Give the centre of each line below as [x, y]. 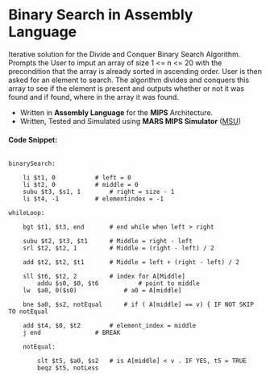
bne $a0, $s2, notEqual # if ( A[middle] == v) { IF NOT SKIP [138, 305]
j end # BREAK [72, 333]
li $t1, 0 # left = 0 [77, 178]
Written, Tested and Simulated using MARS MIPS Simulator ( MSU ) [131, 121]
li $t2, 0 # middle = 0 [81, 185]
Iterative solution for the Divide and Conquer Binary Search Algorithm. [125, 54]
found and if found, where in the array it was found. [94, 97]
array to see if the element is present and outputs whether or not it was [126, 88]
